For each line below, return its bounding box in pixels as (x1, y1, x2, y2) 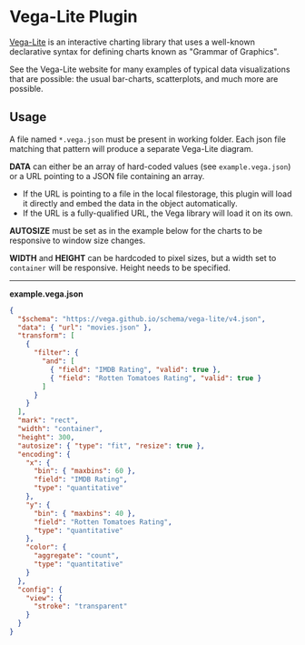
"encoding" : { (17, 449, 71, 459)
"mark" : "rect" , (17, 416, 79, 425)
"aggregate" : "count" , (33, 551, 120, 560)
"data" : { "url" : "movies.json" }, (17, 323, 152, 332)
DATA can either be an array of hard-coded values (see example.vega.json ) (9, 161, 291, 172)
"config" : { (17, 585, 64, 594)
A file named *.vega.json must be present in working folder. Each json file (9, 134, 286, 145)
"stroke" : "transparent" (33, 602, 128, 611)
